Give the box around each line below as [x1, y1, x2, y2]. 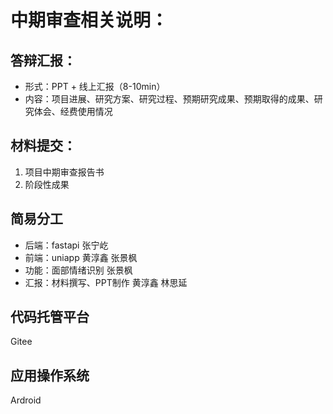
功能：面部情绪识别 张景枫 [24, 264, 133, 276]
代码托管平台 [10, 309, 90, 326]
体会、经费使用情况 [33, 106, 113, 117]
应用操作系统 [10, 367, 90, 384]
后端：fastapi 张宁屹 [24, 239, 109, 251]
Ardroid [10, 394, 42, 406]
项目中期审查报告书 [24, 166, 105, 178]
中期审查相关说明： [10, 9, 169, 32]
